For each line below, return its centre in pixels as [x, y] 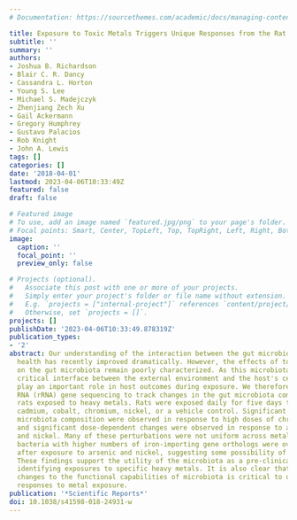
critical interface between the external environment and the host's [148, 378]
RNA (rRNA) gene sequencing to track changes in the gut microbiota [146, 395]
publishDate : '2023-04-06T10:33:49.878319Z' [92, 329]
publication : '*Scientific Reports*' [79, 493]
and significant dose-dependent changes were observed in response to [150, 428]
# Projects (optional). [53, 280]
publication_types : [45, 338]
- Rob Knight [33, 141]
